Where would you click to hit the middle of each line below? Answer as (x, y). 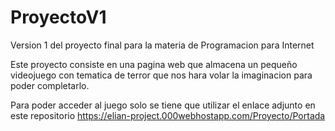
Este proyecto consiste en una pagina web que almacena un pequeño (154, 64)
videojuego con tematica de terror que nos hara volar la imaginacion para (161, 75)
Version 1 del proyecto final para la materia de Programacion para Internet (162, 45)
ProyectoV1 (58, 17)
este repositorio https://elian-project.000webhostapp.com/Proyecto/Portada (168, 115)
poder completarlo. (50, 85)
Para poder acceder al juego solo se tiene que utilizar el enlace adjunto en (163, 105)
